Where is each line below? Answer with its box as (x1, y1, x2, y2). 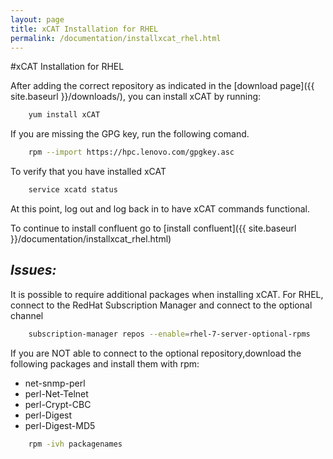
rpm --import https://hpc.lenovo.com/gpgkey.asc (28, 147, 235, 158)
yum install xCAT (28, 110, 101, 120)
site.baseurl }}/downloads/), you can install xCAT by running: (10, 91, 262, 103)
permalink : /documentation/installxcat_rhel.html (10, 33, 222, 43)
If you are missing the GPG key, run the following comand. (10, 128, 250, 140)
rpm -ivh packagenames (28, 439, 123, 449)
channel (10, 309, 44, 321)
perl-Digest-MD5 (24, 419, 96, 431)
